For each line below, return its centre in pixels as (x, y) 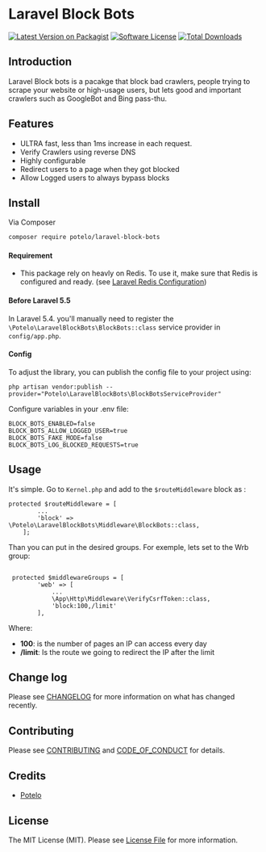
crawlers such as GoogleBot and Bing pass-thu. (88, 99)
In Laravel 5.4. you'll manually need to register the (91, 318)
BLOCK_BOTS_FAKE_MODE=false (56, 438)
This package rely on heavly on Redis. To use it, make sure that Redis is (139, 273)
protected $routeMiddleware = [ (62, 504)
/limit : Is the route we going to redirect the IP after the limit (117, 652)
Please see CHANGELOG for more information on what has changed (122, 697)
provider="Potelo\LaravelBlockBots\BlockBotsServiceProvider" (115, 394)
